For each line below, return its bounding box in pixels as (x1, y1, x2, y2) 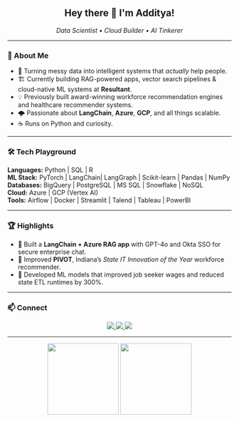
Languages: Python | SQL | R (7, 165, 94, 175)
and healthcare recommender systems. (17, 101, 133, 109)
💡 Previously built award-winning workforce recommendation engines (17, 93, 223, 101)
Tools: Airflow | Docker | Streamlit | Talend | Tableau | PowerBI (7, 196, 191, 205)
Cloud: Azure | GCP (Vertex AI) (7, 188, 98, 197)
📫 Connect (7, 302, 48, 312)
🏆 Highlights (7, 221, 54, 231)
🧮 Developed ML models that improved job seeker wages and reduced (17, 270, 224, 279)
